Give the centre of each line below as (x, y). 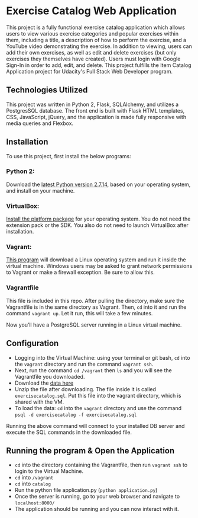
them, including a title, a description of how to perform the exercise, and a (96, 40)
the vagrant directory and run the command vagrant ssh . (84, 364)
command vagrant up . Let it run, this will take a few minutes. (79, 313)
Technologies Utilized (47, 90)
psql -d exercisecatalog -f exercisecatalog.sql (76, 415)
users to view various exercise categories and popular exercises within (92, 33)
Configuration (33, 343)
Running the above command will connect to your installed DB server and (95, 426)
